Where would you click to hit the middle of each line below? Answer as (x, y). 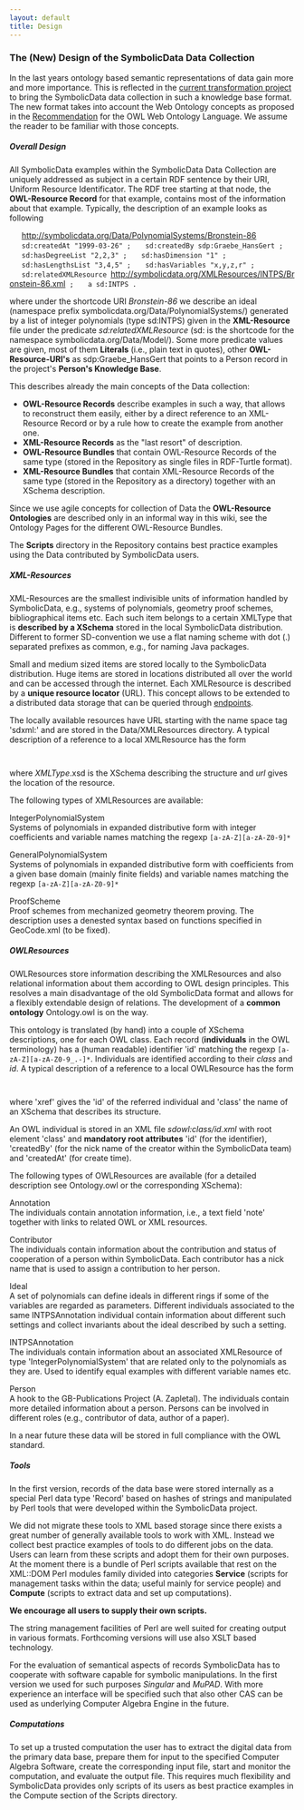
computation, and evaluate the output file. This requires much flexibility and (150, 1776)
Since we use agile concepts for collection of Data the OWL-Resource (140, 508)
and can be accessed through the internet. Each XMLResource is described (150, 683)
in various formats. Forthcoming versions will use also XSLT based (133, 1638)
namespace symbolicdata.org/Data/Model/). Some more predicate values (146, 339)
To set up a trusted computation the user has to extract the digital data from (151, 1746)
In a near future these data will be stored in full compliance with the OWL (145, 1435)
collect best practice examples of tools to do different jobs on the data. (142, 1544)
